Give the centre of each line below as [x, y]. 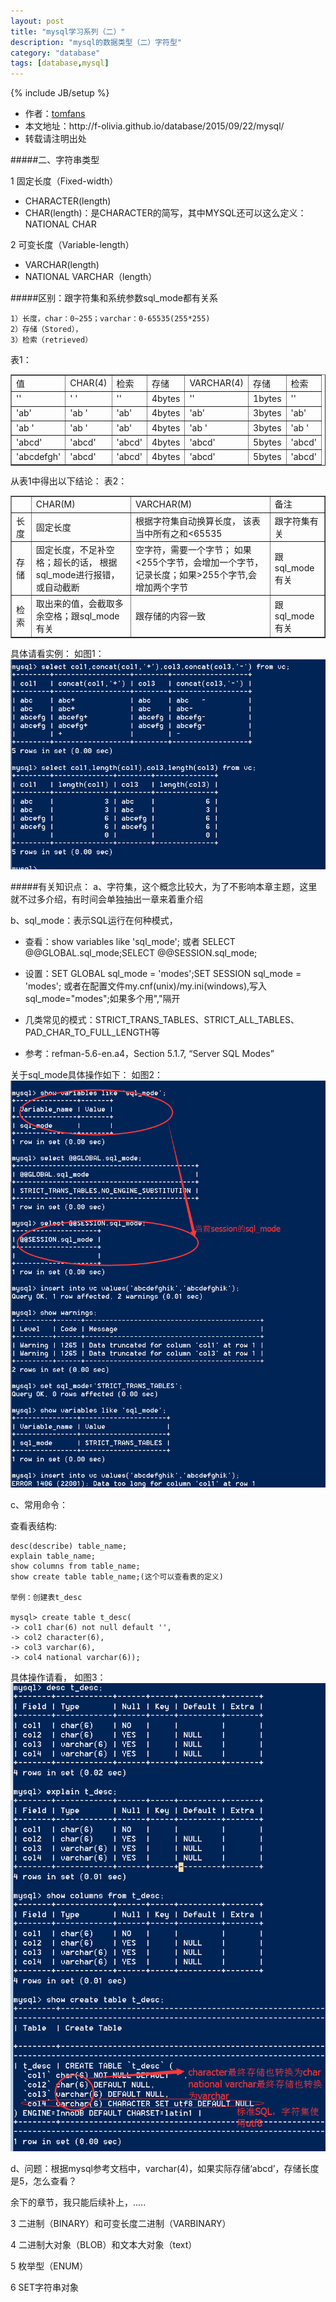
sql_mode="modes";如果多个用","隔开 [102, 999]
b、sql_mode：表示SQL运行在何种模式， [94, 921]
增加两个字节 [161, 587]
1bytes [267, 399]
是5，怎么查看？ [44, 2181]
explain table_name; [53, 1556]
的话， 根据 [94, 562]
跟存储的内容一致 [170, 616]
